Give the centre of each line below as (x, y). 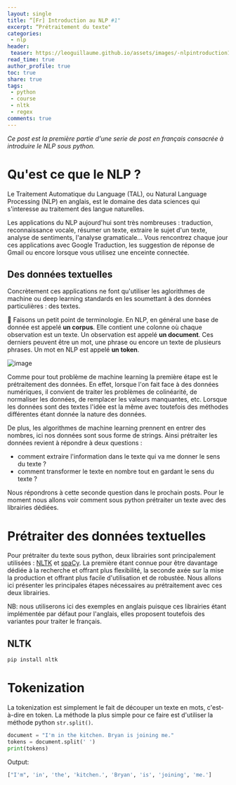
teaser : (21, 53)
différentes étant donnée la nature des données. (77, 414)
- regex (21, 112)
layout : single (29, 14)
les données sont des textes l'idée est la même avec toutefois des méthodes (118, 407)
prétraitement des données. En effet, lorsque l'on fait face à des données (113, 385)
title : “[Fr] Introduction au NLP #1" (64, 20)
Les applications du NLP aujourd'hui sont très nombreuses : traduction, (110, 222)
